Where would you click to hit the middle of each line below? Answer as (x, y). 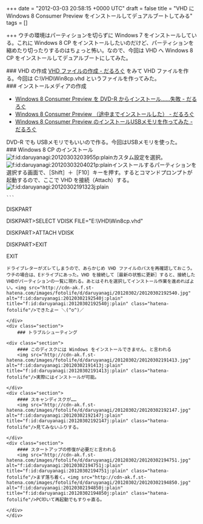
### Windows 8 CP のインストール (50, 149)
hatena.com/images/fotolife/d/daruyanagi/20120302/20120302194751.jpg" (98, 460)
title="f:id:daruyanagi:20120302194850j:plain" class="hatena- (88, 493)
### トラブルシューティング (47, 332)
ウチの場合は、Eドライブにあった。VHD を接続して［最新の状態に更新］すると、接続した (101, 275)
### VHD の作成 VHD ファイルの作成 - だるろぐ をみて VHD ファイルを (95, 71)
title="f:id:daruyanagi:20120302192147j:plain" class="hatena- (88, 421)
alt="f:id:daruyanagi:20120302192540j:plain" (65, 298)
